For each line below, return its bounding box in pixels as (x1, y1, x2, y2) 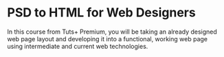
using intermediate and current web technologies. (7, 42, 148, 50)
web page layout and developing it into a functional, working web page (7, 34, 208, 43)
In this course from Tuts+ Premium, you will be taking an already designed (7, 27, 218, 36)
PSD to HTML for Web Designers (7, 5, 196, 21)
